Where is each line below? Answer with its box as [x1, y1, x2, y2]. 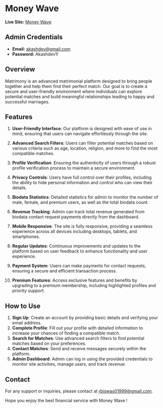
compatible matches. [12, 151, 54, 156]
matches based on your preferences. [12, 340, 87, 346]
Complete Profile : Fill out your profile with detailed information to [12, 325, 144, 331]
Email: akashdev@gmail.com [12, 46, 71, 51]
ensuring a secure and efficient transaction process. [12, 268, 117, 274]
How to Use [5, 302, 41, 310]
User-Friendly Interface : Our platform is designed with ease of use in [12, 126, 152, 132]
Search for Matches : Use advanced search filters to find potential [12, 336, 145, 341]
